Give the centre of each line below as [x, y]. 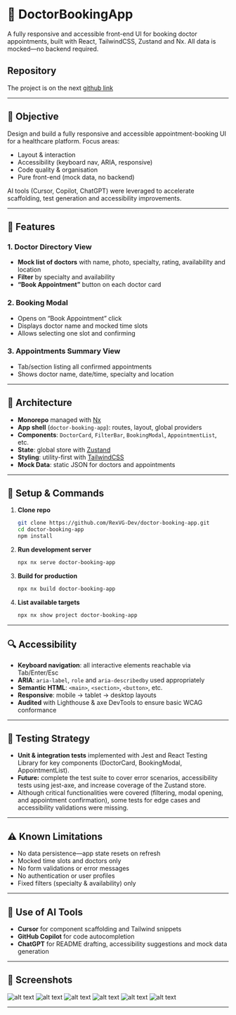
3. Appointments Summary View [64, 351]
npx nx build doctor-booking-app [66, 589]
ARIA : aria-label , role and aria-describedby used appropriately [111, 680]
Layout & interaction [46, 155]
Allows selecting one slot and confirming [76, 333]
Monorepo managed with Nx [59, 420]
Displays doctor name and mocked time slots [83, 326]
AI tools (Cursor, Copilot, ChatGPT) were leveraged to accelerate [101, 191]
